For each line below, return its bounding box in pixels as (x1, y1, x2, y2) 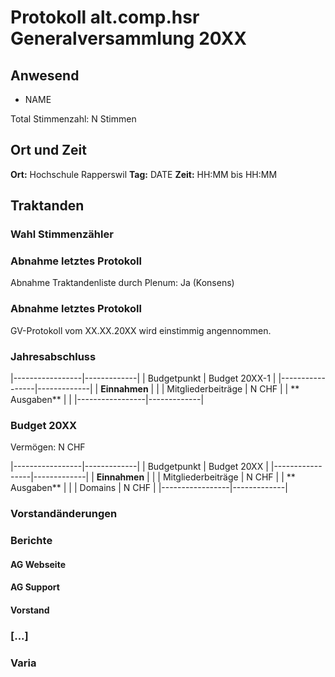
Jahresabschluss (10, 349, 97, 363)
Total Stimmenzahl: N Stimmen (10, 113, 137, 125)
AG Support (10, 581, 60, 593)
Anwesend (10, 67, 80, 84)
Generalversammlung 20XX (10, 27, 247, 50)
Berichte (10, 534, 53, 548)
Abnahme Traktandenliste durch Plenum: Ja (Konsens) (10, 277, 235, 289)
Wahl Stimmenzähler (10, 227, 114, 241)
